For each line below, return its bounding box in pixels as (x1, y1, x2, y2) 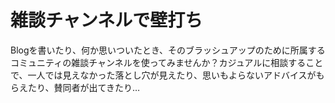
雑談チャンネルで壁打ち (10, 9, 203, 32)
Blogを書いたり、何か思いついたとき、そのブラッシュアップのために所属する (10, 44, 326, 56)
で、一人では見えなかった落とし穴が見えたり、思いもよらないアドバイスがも (10, 69, 325, 81)
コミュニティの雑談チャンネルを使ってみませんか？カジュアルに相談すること (10, 56, 324, 68)
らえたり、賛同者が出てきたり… (10, 81, 141, 93)
